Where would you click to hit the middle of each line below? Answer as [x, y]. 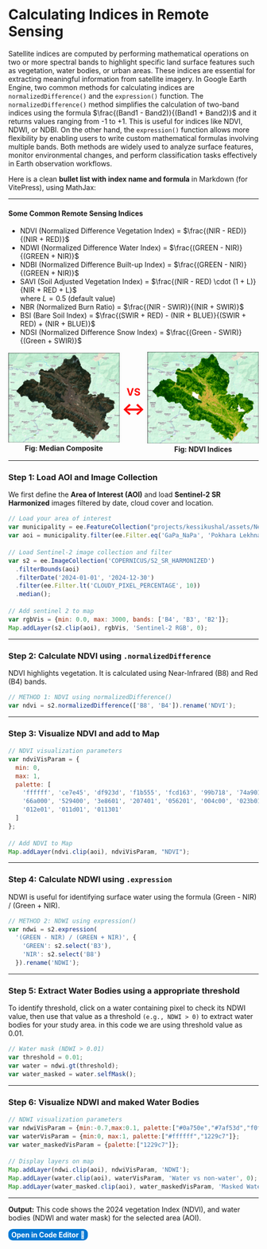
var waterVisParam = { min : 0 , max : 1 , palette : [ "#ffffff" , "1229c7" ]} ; [124, 1136]
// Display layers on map [51, 1161]
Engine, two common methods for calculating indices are [101, 87]
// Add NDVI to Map [41, 843]
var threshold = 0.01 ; [46, 1058]
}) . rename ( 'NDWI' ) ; [48, 963]
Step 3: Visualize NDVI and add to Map [84, 733]
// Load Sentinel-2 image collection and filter [90, 552]
